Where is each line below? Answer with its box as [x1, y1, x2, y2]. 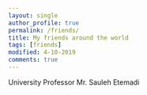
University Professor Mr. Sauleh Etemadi [8, 77, 140, 87]
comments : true [8, 56, 58, 64]
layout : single [8, 11, 58, 20]
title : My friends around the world [8, 33, 129, 42]
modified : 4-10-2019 [8, 48, 77, 56]
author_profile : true [8, 19, 80, 27]
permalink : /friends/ [8, 26, 80, 34]
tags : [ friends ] [8, 41, 62, 49]
